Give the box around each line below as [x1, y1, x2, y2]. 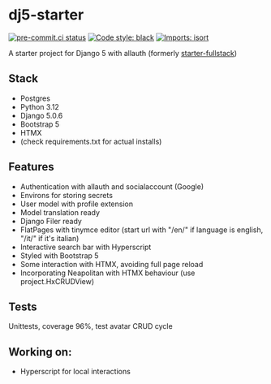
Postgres [19, 93, 51, 103]
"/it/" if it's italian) [19, 233, 80, 243]
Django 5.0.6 [19, 110, 63, 120]
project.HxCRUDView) [19, 276, 95, 286]
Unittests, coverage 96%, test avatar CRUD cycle [8, 321, 173, 331]
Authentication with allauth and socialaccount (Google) [19, 181, 204, 192]
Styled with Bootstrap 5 [19, 250, 99, 261]
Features [8, 160, 54, 174]
